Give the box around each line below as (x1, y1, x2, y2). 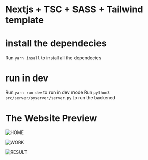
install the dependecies (5, 38, 107, 49)
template (5, 14, 44, 26)
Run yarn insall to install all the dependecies (5, 55, 102, 61)
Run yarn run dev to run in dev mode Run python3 (5, 89, 110, 95)
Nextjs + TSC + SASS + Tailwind (5, 4, 143, 15)
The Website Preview (5, 113, 97, 124)
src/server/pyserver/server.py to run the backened (5, 95, 116, 101)
